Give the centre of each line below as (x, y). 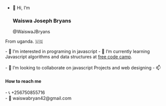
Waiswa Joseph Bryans (42, 21)
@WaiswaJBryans (31, 32)
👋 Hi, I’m (21, 8)
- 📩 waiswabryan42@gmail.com (38, 98)
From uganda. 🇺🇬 (24, 41)
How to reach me (23, 81)
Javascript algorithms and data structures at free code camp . (69, 57)
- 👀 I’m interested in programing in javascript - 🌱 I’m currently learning (77, 51)
